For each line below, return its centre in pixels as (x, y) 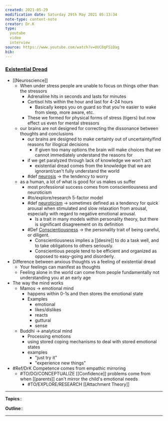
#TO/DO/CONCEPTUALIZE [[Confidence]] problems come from (85, 373)
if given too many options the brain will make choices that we (98, 150)
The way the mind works (38, 283)
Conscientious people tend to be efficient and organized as (96, 251)
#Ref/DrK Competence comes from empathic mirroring (69, 368)
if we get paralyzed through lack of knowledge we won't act (89, 160)
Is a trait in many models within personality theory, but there (96, 219)
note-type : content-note (31, 19)
